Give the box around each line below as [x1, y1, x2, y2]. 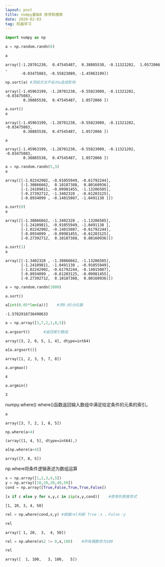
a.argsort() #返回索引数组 [5, 330, 69, 335]
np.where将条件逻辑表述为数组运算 [5, 466, 78, 472]
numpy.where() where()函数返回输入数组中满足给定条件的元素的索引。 [5, 401, 150, 407]
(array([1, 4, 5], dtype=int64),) [5, 439, 78, 444]
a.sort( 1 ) [5, 244, 26, 249]
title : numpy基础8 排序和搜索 [5, 12, 63, 17]
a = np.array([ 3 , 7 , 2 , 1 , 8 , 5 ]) [5, 321, 66, 326]
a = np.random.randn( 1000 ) [5, 285, 62, 290]
